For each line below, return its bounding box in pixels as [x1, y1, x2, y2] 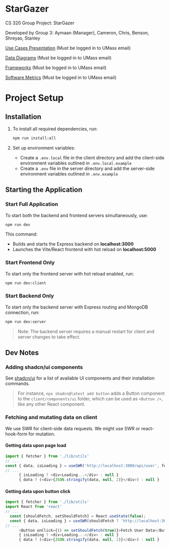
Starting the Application [5, 186, 82, 194]
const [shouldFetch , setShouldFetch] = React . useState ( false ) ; [10, 514, 146, 519]
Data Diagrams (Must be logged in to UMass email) [5, 54, 112, 61]
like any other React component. [17, 401, 86, 407]
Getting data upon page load [5, 442, 67, 449]
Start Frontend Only [5, 259, 55, 266]
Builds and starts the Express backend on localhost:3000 [12, 241, 134, 247]
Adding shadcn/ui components [5, 364, 83, 371]
